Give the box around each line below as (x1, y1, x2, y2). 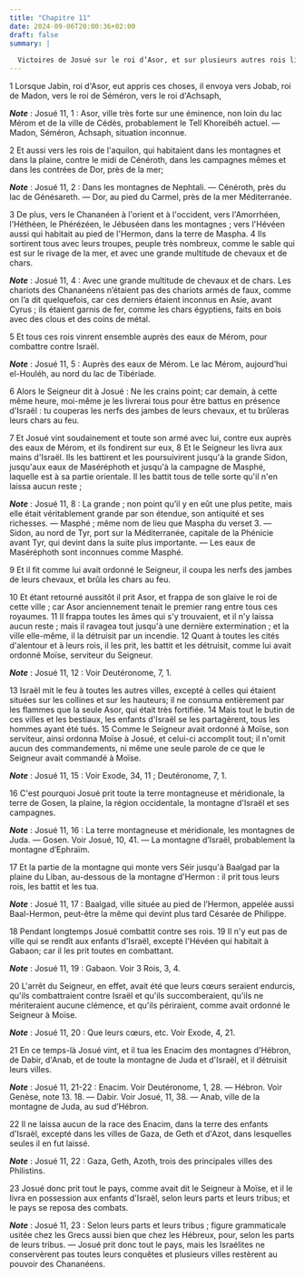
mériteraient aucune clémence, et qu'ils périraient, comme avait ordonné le (9, 1000, 290, 1011)
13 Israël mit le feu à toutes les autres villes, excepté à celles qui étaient (9, 685, 277, 696)
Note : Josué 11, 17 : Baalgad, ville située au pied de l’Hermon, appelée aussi (9, 899, 295, 910)
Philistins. (9, 1165, 45, 1176)
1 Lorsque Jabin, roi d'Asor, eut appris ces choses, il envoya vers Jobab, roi (9, 81, 291, 91)
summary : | (9, 38, 51, 48)
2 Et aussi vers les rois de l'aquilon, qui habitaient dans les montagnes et (9, 145, 281, 156)
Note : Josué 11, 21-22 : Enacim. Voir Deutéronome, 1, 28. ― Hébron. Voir (9, 1082, 283, 1092)
